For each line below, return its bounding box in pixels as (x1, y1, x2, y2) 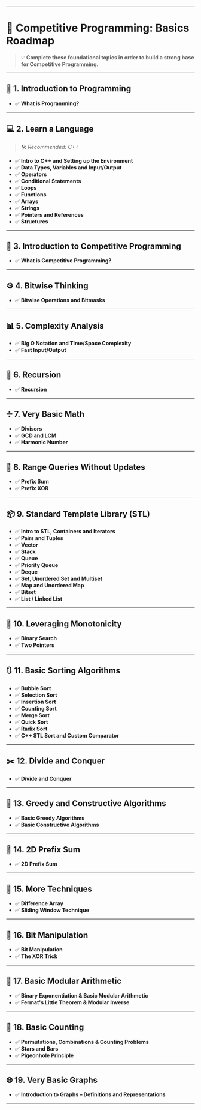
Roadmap (6, 34, 55, 48)
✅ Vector (14, 541, 39, 548)
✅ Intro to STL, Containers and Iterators (14, 528, 115, 535)
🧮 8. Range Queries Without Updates (6, 462, 145, 472)
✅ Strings (14, 204, 40, 211)
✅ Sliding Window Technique (14, 906, 90, 914)
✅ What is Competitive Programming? (14, 257, 112, 264)
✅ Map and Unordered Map (14, 582, 84, 589)
